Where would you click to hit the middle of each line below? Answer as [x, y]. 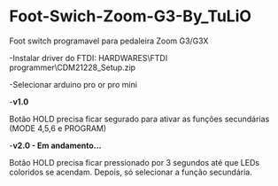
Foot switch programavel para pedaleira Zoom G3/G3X [109, 41]
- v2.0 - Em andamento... [55, 145]
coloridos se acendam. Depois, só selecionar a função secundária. [131, 172]
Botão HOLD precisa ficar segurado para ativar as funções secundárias [139, 119]
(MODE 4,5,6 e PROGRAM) [58, 128]
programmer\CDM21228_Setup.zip [72, 67]
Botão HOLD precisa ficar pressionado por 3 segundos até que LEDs [134, 162]
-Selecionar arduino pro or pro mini [73, 84]
